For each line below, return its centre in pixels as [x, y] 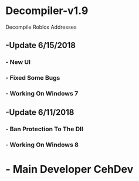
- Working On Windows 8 [42, 145]
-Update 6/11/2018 [40, 112]
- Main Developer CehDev [69, 169]
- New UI [18, 62]
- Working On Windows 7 [42, 94]
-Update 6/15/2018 [40, 45]
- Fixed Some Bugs [33, 78]
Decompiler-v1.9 [47, 11]
